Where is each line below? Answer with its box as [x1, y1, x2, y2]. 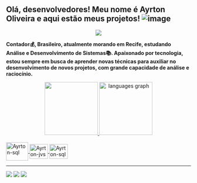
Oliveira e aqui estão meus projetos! [6, 14, 141, 24]
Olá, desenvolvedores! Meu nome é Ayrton [6, 5, 165, 15]
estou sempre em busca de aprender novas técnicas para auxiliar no [6, 58, 176, 65]
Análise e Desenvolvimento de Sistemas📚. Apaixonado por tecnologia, [6, 49, 184, 56]
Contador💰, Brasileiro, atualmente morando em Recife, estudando [6, 40, 171, 47]
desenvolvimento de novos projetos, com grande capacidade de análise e [6, 64, 189, 71]
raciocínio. [6, 70, 33, 77]
